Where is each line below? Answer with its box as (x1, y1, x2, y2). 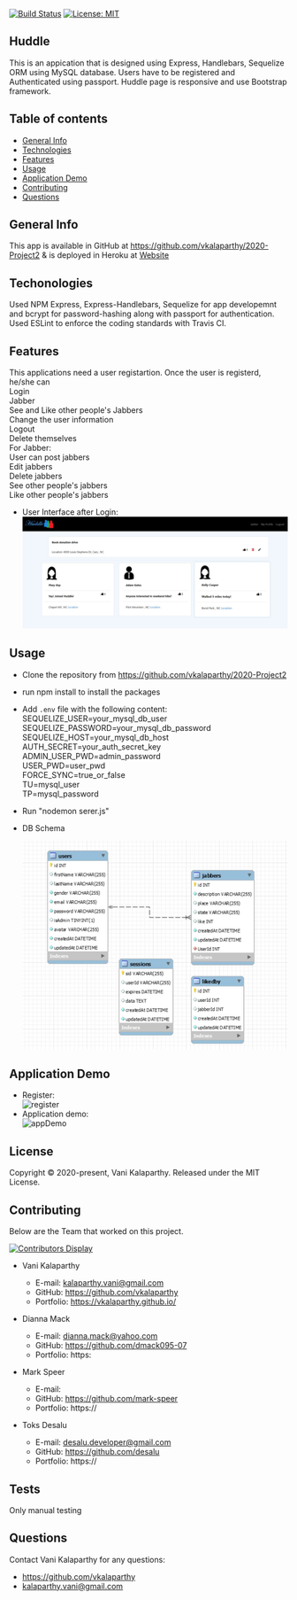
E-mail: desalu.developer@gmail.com (34, 1437, 171, 1448)
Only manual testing (9, 1504, 82, 1515)
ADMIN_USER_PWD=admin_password (21, 750, 161, 761)
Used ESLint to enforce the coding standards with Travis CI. (9, 318, 227, 329)
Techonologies (9, 276, 93, 291)
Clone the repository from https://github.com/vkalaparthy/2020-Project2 (21, 669, 287, 680)
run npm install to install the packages (21, 687, 161, 697)
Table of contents (9, 112, 108, 127)
